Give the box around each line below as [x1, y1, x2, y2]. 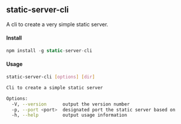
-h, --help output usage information [11, 112, 128, 119]
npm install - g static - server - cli [6, 48, 93, 54]
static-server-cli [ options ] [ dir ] [6, 74, 95, 80]
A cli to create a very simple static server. [6, 20, 108, 28]
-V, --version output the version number [11, 101, 130, 107]
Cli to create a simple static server [6, 84, 103, 90]
